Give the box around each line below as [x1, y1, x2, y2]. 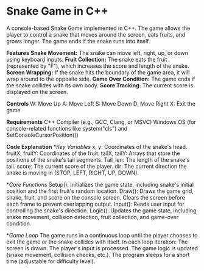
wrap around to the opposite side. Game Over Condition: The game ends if [6, 75, 195, 82]
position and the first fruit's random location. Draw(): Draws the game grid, [6, 187, 194, 195]
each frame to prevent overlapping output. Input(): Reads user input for [6, 200, 185, 208]
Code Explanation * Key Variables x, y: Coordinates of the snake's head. [6, 143, 188, 150]
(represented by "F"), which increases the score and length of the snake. [6, 62, 189, 70]
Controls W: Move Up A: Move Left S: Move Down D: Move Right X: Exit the [6, 99, 196, 107]
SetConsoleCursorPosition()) [6, 131, 79, 139]
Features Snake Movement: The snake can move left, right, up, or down [6, 49, 189, 56]
